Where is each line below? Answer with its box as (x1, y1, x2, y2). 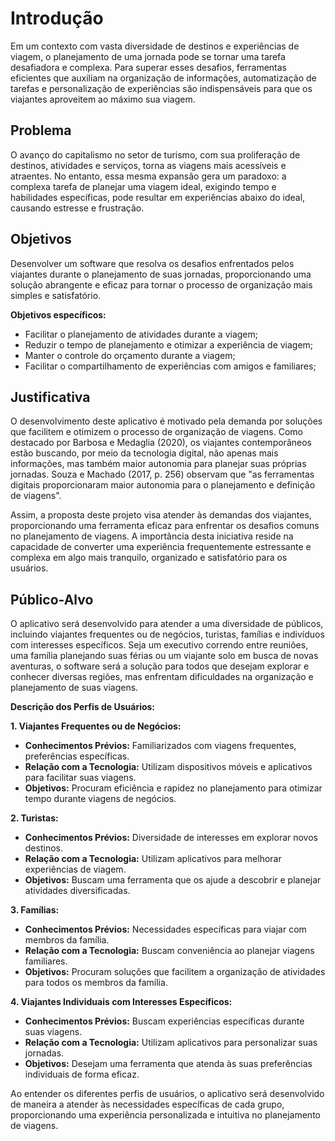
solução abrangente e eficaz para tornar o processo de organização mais (10, 278, 313, 291)
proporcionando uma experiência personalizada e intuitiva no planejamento (10, 1109, 321, 1121)
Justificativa (10, 388, 91, 406)
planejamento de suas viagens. (10, 682, 139, 694)
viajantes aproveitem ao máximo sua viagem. (10, 93, 196, 105)
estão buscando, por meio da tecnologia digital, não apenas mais (10, 447, 279, 459)
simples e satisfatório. (10, 289, 102, 301)
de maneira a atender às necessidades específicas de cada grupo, (10, 1098, 285, 1111)
